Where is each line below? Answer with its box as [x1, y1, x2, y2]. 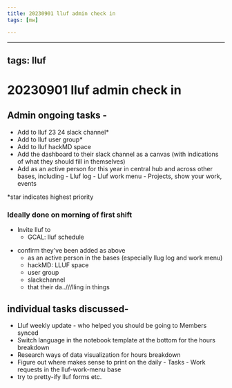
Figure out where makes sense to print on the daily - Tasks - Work [17, 358, 206, 366]
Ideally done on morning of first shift [7, 210, 133, 220]
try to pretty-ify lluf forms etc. [17, 373, 102, 380]
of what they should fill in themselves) [17, 157, 126, 166]
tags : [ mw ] [7, 17, 39, 23]
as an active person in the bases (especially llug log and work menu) [27, 253, 223, 262]
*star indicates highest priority [7, 193, 94, 201]
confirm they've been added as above [17, 246, 126, 255]
